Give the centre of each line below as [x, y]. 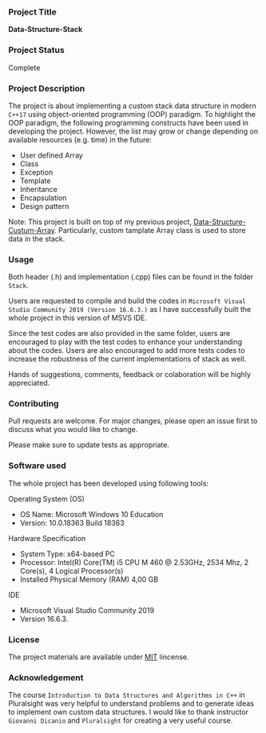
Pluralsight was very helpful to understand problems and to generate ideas [131, 703]
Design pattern [44, 206]
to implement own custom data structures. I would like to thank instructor [129, 712]
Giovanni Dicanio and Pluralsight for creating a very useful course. [121, 721]
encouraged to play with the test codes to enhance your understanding [125, 342]
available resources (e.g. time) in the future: [80, 139]
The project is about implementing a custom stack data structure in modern [133, 106]
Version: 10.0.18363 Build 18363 [72, 523]
